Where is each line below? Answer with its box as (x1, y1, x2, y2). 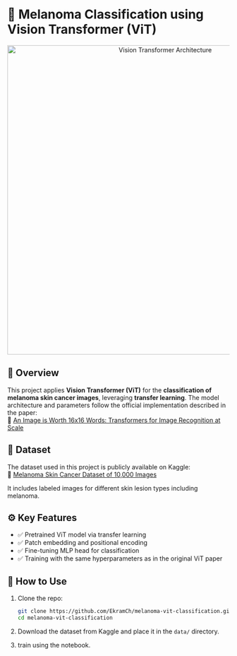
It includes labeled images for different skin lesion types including (7, 484, 198, 492)
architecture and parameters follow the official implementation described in (7, 401, 226, 409)
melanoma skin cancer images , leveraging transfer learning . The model (7, 393, 220, 402)
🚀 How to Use (7, 575, 67, 587)
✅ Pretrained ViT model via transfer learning (17, 530, 147, 539)
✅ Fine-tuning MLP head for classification (17, 546, 140, 555)
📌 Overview (7, 367, 59, 379)
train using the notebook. (17, 640, 91, 649)
